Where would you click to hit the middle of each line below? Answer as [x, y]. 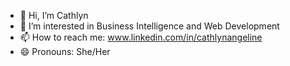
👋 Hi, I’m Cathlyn [54, 15]
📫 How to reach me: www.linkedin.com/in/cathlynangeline [141, 37]
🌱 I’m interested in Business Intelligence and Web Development [149, 26]
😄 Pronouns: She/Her [65, 51]
